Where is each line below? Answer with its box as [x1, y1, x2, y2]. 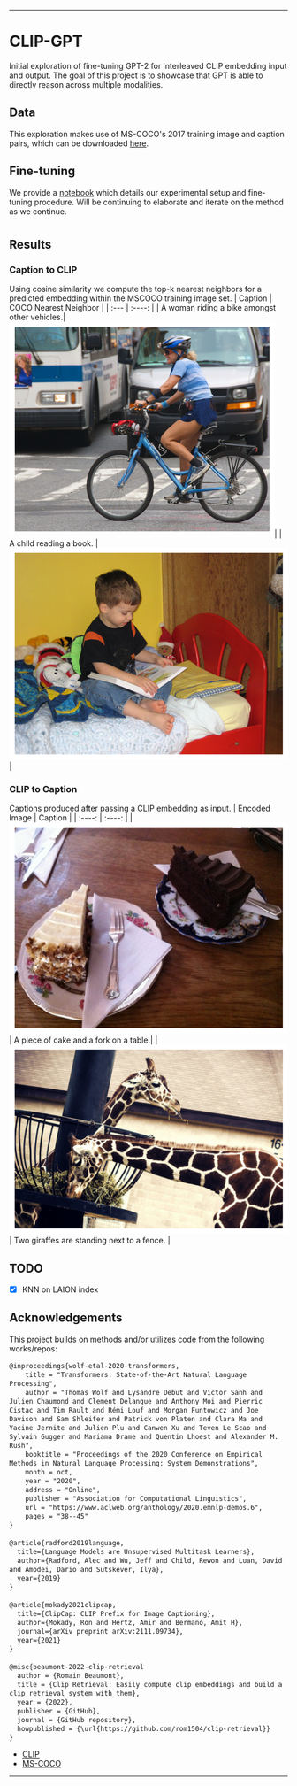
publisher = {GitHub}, [17, 1706, 101, 1715]
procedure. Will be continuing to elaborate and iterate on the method [34, 196, 285, 207]
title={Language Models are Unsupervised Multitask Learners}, [17, 1547, 255, 1556]
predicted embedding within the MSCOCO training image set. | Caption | [9, 293, 272, 304]
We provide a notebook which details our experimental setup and [9, 187, 247, 197]
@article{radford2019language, [9, 1538, 125, 1547]
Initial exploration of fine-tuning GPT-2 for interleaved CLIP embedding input [9, 60, 287, 71]
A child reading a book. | [9, 538, 99, 549]
